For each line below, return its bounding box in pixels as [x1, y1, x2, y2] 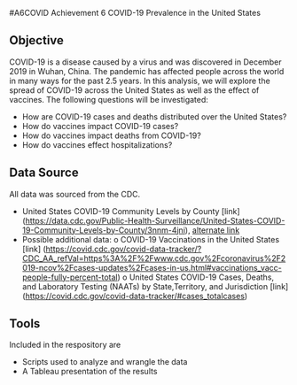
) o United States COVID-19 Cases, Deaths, [117, 272, 275, 282]
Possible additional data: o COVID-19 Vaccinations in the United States [21, 234, 280, 244]
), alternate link [184, 225, 240, 235]
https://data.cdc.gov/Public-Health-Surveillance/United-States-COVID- [25, 215, 285, 226]
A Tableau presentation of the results [21, 366, 158, 377]
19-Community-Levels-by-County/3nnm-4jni [21, 225, 186, 235]
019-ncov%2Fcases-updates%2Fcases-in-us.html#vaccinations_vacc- [21, 262, 282, 273]
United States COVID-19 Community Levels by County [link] [21, 205, 241, 216]
